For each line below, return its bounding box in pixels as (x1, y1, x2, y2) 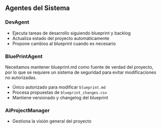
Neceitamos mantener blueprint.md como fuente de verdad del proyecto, (5, 64, 154, 70)
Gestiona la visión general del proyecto (12, 118, 92, 124)
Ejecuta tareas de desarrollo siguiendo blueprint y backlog (12, 30, 131, 36)
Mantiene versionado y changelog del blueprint (12, 94, 108, 100)
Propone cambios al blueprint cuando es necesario (12, 41, 116, 46)
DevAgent (5, 19, 30, 26)
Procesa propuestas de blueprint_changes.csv (12, 89, 107, 95)
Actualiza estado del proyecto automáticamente (12, 35, 110, 41)
